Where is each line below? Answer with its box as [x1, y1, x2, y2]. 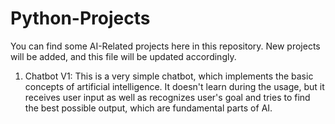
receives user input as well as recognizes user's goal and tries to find [24, 91, 311, 103]
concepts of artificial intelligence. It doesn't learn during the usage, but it [24, 80, 325, 92]
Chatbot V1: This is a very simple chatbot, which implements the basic [24, 70, 314, 82]
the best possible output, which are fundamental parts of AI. [24, 102, 273, 114]
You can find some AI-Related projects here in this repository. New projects [10, 40, 321, 52]
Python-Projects [10, 7, 151, 30]
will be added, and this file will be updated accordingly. [10, 50, 237, 62]
